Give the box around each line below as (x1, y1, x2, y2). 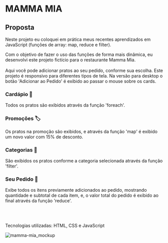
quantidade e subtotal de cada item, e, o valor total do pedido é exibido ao (5, 192, 159, 199)
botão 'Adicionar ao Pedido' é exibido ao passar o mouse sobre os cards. (5, 78, 156, 84)
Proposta (5, 23, 35, 32)
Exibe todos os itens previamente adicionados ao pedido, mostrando (5, 187, 147, 193)
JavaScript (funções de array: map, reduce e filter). (5, 42, 111, 48)
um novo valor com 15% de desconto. (5, 134, 84, 140)
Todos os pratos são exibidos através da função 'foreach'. (5, 102, 125, 108)
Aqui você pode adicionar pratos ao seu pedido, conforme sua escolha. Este (5, 67, 163, 73)
